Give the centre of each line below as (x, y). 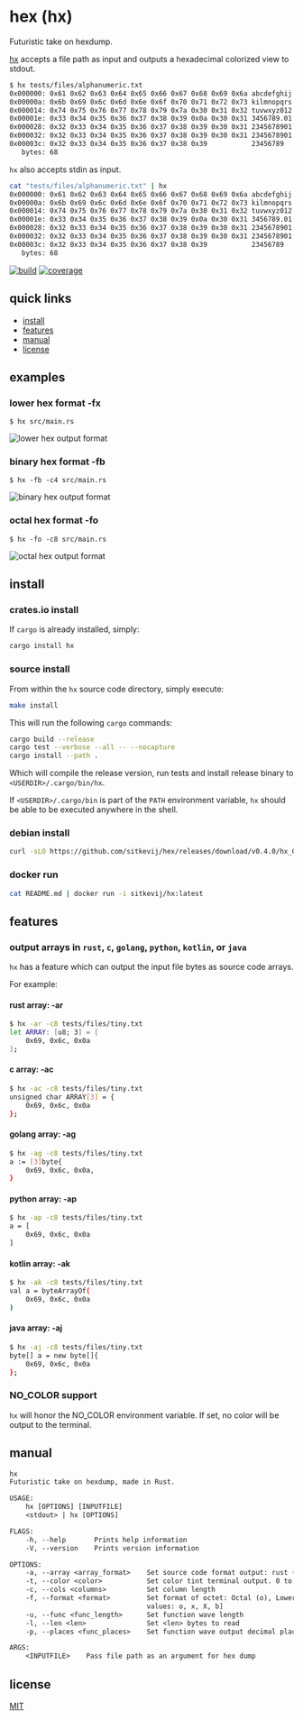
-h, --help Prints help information (106, 1540)
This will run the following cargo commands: (91, 722)
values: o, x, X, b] (185, 1606)
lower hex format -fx (55, 403)
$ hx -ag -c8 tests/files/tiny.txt (76, 1153)
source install (40, 669)
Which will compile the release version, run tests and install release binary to (151, 773)
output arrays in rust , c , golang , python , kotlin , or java (128, 947)
